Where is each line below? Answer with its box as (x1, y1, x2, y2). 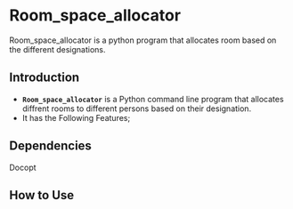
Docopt (9, 162, 37, 173)
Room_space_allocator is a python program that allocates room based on (9, 35, 277, 45)
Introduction (9, 70, 80, 85)
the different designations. (9, 44, 106, 54)
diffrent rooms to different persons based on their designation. (21, 103, 252, 114)
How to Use (9, 188, 75, 203)
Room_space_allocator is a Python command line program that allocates (21, 93, 284, 104)
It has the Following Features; (21, 112, 131, 123)
